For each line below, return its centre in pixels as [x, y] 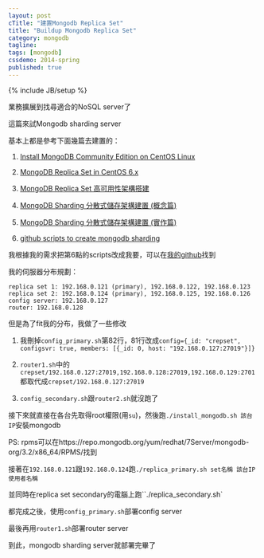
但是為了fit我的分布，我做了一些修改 [68, 323]
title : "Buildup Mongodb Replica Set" [72, 30]
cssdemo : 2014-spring [44, 61]
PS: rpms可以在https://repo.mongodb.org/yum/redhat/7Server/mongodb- [129, 442]
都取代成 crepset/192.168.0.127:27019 [82, 381]
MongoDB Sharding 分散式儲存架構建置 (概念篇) [98, 205]
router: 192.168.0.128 [46, 308]
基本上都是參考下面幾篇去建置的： [64, 140]
